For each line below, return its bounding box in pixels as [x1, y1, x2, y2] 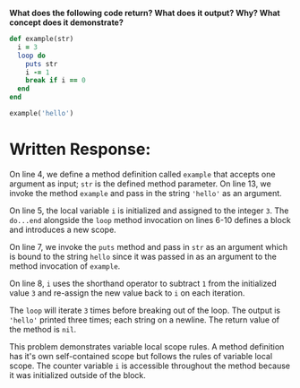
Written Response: [9, 139, 151, 160]
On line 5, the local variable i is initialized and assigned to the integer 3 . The [9, 205, 289, 216]
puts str [25, 59, 58, 68]
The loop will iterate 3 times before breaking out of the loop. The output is [9, 305, 280, 315]
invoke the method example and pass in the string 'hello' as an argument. [9, 187, 282, 198]
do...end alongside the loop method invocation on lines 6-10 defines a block [9, 214, 291, 225]
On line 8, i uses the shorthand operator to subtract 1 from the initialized [9, 278, 278, 289]
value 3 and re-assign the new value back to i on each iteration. [9, 287, 245, 298]
